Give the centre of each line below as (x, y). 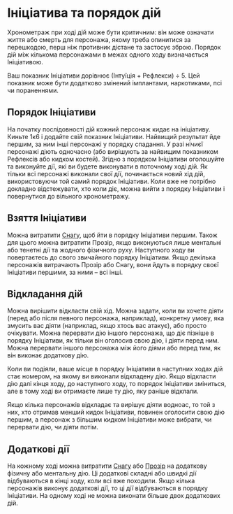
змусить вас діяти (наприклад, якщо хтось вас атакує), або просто (107, 326)
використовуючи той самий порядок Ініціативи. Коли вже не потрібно (112, 181)
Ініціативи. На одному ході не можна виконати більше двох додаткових (114, 496)
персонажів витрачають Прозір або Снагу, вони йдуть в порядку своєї (113, 264)
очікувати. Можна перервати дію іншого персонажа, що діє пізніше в (111, 333)
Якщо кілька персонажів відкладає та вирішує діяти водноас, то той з (111, 405)
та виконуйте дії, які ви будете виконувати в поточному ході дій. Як (107, 166)
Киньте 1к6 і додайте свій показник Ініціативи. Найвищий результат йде (114, 136)
